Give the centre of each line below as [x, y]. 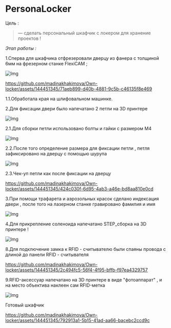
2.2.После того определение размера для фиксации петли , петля [78, 148]
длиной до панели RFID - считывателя [47, 254]
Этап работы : [21, 48]
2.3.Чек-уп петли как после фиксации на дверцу [58, 173]
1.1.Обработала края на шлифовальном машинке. [59, 99]
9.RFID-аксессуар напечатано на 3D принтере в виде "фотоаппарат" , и [84, 279]
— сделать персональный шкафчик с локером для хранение [84, 33]
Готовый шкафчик [25, 305]
